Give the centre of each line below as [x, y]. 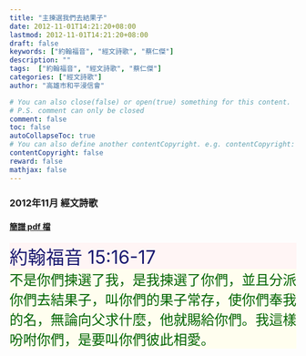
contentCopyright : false [56, 153]
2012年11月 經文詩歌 [54, 203]
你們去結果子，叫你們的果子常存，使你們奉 [146, 300]
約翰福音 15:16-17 [83, 257]
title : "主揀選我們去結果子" [58, 18]
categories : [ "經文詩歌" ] [56, 77]
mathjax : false [38, 169]
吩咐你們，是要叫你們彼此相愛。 [112, 340]
